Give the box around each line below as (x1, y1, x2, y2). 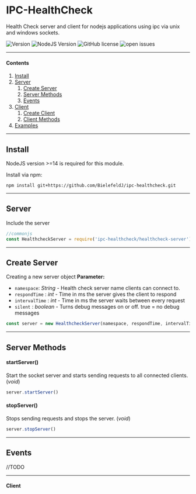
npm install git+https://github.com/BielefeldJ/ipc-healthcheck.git (6, 182, 176, 188)
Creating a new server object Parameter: (6, 273, 105, 281)
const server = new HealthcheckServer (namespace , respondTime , (6, 321, 163, 327)
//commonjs (6, 230, 33, 237)
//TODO (6, 463, 25, 471)
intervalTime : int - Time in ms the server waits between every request (14, 297, 185, 304)
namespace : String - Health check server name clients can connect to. (14, 285, 180, 292)
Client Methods (23, 116, 60, 123)
